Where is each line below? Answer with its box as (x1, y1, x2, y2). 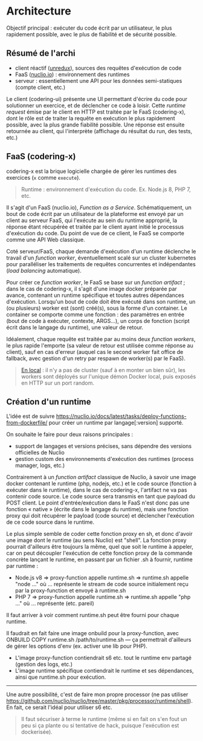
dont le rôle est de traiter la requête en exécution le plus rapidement (6, 114, 175, 122)
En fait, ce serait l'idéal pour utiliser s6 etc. (6, 703, 113, 711)
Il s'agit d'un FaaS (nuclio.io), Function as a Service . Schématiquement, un (6, 204, 192, 211)
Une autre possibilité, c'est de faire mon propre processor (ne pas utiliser (6, 691, 188, 698)
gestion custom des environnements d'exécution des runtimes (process (14, 455, 194, 463)
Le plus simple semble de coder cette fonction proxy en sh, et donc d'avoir (6, 530, 193, 538)
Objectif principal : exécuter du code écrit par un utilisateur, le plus (6, 24, 172, 31)
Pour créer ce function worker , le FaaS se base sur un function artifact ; (6, 278, 185, 286)
